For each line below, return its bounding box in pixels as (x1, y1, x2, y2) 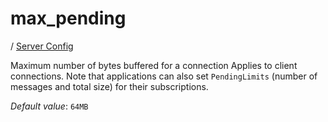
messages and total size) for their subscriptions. (10, 80, 209, 92)
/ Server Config (10, 40, 74, 52)
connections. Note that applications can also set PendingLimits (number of (10, 70, 318, 82)
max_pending (10, 7, 127, 30)
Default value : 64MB (10, 100, 89, 112)
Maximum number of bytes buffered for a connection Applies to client (10, 59, 298, 71)
